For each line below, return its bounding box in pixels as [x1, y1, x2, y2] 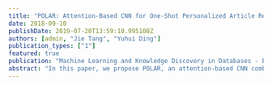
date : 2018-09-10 [8, 19, 67, 28]
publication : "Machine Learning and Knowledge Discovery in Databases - [8, 57, 259, 66]
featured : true [8, 49, 60, 57]
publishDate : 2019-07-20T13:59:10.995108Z [8, 27, 154, 35]
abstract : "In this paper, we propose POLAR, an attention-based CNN [8, 65, 249, 73]
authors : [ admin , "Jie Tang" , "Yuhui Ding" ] [8, 34, 161, 43]
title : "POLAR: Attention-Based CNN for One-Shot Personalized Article [8, 11, 255, 20]
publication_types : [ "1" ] [8, 42, 96, 50]
